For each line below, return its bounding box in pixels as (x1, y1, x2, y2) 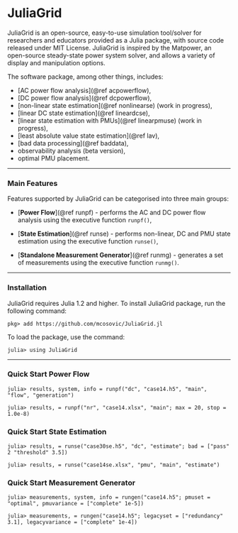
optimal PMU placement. (17, 154, 90, 163)
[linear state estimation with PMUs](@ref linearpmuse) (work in (17, 116, 202, 125)
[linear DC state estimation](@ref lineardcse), (17, 109, 150, 117)
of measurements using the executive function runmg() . (17, 258, 179, 267)
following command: (7, 307, 67, 315)
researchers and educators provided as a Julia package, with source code (7, 35, 225, 44)
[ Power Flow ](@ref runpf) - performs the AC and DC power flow (17, 208, 206, 217)
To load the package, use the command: (7, 332, 125, 341)
